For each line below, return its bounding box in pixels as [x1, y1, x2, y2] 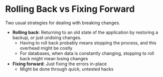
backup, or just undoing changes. [12, 35, 82, 40]
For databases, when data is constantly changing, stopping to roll [19, 50, 155, 56]
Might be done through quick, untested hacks [19, 66, 114, 72]
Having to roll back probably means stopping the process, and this [19, 39, 157, 45]
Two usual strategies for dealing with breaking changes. [5, 20, 121, 26]
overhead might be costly [19, 45, 73, 51]
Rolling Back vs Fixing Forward [5, 3, 135, 15]
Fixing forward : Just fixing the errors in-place [12, 61, 107, 67]
